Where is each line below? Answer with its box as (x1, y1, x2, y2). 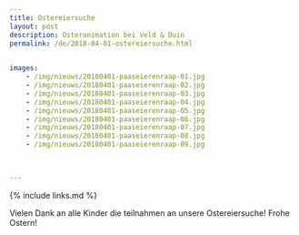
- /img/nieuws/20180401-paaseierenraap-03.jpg (25, 88, 205, 98)
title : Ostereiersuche (9, 13, 95, 23)
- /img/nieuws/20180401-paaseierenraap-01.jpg (25, 72, 205, 82)
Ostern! (9, 217, 38, 228)
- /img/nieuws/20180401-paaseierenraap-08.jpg (25, 131, 205, 141)
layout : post (9, 22, 59, 31)
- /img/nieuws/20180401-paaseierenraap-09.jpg (25, 140, 205, 149)
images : (9, 64, 39, 73)
